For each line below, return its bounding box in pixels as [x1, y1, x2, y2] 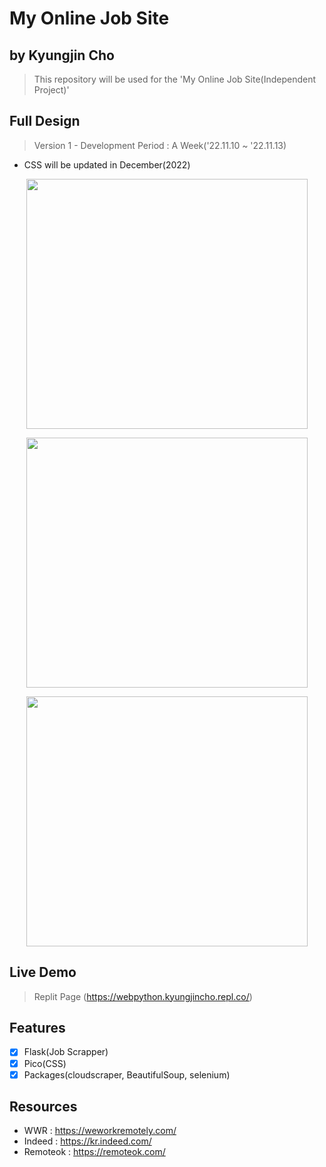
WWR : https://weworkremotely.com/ [23, 1125, 177, 1137]
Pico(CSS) [23, 1057, 67, 1069]
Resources [9, 1098, 78, 1116]
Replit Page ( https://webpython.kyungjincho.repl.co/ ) [33, 990, 253, 1002]
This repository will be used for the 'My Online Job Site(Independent [33, 73, 317, 85]
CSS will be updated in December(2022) [23, 158, 191, 171]
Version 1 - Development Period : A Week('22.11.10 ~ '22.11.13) [33, 139, 287, 151]
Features [9, 1020, 66, 1037]
